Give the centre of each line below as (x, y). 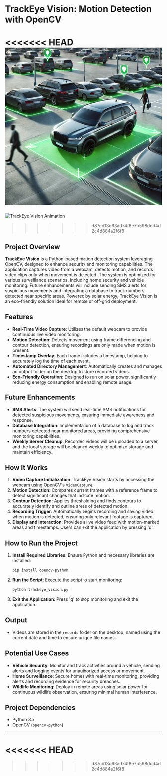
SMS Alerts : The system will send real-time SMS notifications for (79, 409)
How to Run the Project (42, 543)
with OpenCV (33, 20)
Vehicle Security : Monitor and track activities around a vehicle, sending (86, 665)
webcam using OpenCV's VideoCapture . (53, 485)
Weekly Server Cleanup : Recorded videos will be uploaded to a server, (85, 441)
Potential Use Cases (37, 653)
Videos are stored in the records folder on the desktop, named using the (86, 632)
